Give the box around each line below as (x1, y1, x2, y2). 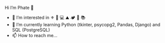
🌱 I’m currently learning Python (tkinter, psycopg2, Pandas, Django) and (12, 22, 160, 27)
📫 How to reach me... (12, 33, 58, 38)
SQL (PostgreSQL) (12, 27, 51, 33)
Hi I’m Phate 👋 (5, 5, 34, 10)
